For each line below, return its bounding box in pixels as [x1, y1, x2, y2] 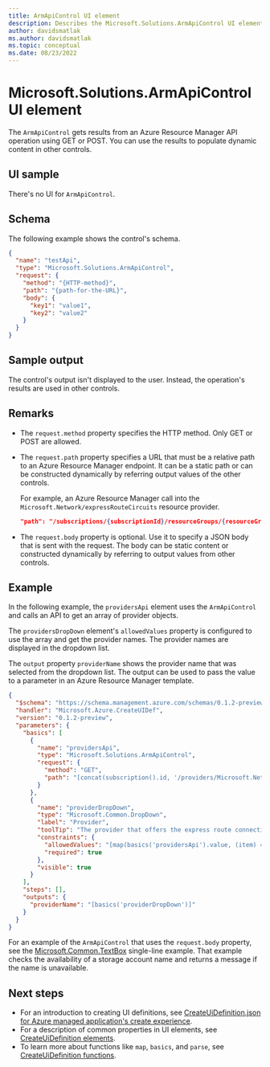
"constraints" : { [37, 833, 95, 841]
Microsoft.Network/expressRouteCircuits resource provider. [19, 501, 220, 511]
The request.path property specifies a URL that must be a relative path [19, 452, 256, 462]
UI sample [8, 168, 59, 182]
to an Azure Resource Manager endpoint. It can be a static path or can [19, 460, 253, 470]
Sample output [8, 354, 84, 367]
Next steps [8, 986, 64, 1000]
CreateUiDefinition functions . [19, 1050, 117, 1061]
